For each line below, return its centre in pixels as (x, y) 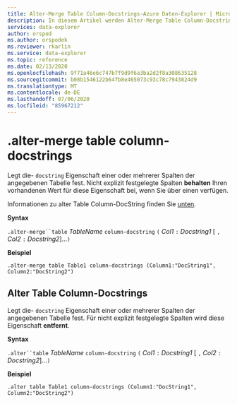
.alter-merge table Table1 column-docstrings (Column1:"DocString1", (112, 266)
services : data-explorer (44, 27)
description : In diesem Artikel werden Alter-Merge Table (94, 20)
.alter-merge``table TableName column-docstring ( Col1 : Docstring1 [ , (114, 231)
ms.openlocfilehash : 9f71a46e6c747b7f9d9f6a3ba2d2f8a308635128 (102, 73)
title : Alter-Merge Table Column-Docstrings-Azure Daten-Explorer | (110, 14)
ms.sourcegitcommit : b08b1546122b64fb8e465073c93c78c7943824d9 (102, 79)
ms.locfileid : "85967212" (45, 106)
